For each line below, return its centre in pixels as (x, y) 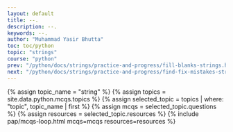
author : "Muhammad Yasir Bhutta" (55, 40)
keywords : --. (28, 33)
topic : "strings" (32, 53)
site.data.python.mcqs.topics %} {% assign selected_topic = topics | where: (115, 99)
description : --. (32, 26)
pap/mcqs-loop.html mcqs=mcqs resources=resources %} (92, 121)
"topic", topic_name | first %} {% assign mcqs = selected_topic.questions (112, 106)
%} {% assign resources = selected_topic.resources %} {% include (103, 114)
